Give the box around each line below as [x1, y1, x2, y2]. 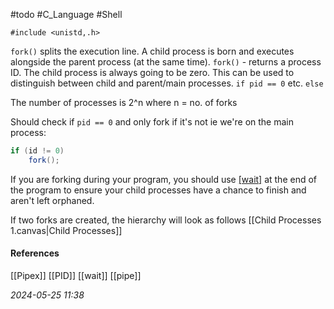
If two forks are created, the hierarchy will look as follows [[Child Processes [10, 214, 322, 226]
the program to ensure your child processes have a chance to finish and [10, 184, 307, 196]
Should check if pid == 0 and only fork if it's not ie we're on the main [10, 116, 294, 128]
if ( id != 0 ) [10, 146, 65, 156]
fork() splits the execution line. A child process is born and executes [10, 45, 295, 57]
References [10, 247, 60, 259]
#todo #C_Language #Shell [10, 9, 123, 20]
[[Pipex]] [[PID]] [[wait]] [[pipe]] [10, 269, 142, 281]
